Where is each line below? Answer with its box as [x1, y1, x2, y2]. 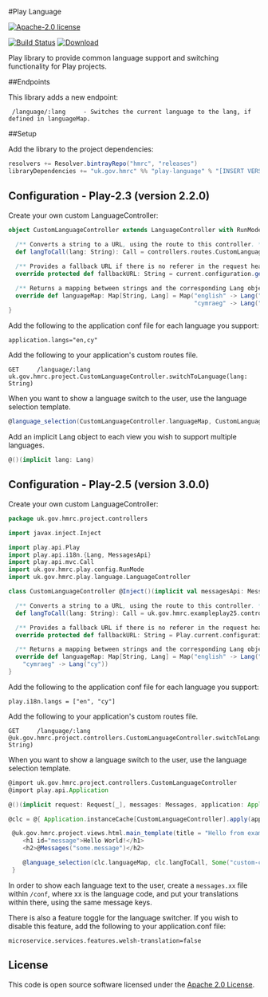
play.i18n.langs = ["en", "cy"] [8, 697, 116, 705]
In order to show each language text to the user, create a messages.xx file [8, 881, 248, 890]
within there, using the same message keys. [8, 897, 153, 907]
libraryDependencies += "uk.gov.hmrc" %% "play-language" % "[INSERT [8, 167, 245, 175]
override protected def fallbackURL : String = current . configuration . [15, 270, 255, 278]
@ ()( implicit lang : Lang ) [8, 456, 94, 464]
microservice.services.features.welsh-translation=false [8, 936, 202, 944]
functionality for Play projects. [8, 61, 108, 71]
